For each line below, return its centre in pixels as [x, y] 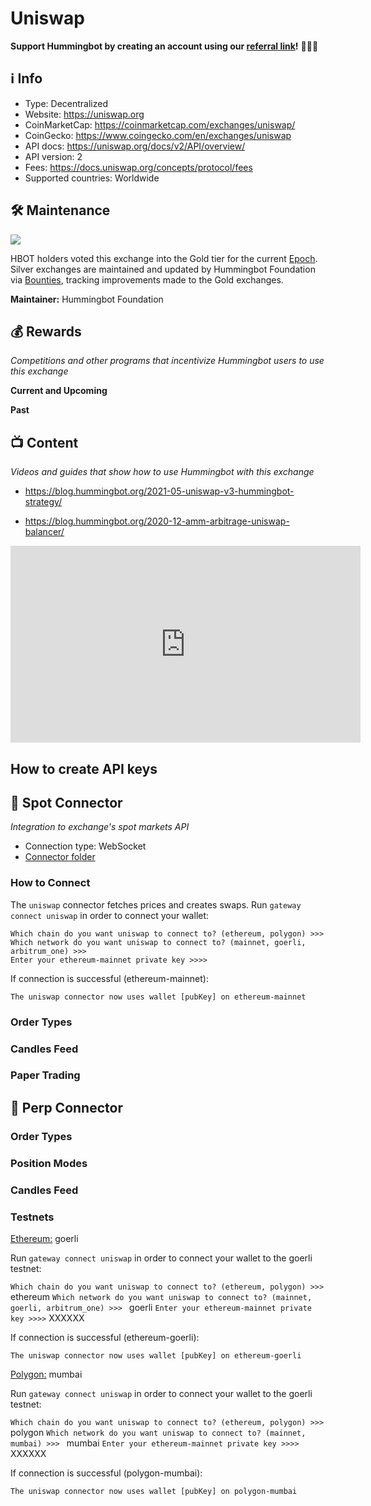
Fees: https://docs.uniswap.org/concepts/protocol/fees [138, 167]
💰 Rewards [46, 331]
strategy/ [43, 502]
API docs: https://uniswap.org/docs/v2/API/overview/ [135, 146]
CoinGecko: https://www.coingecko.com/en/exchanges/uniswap [158, 135]
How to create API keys [84, 768]
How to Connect [50, 883]
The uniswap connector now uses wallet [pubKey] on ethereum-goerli [156, 1355]
